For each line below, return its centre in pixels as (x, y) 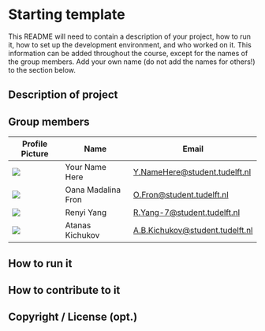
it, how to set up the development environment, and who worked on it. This (130, 44)
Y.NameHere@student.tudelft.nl (192, 172)
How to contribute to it (64, 290)
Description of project (63, 95)
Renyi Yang (86, 213)
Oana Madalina (93, 190)
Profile (35, 144)
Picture (35, 154)
